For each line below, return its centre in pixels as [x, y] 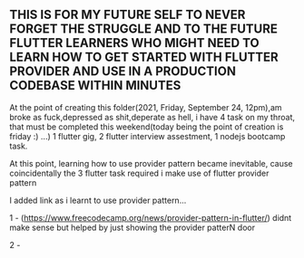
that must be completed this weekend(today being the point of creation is [147, 127]
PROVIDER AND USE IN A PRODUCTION [123, 72]
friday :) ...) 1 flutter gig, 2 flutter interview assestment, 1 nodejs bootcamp [147, 136]
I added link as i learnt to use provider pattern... [98, 200]
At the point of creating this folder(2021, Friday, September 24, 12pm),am [146, 107]
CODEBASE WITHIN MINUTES [95, 86]
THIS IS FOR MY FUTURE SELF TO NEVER [127, 15]
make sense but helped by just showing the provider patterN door [132, 227]
